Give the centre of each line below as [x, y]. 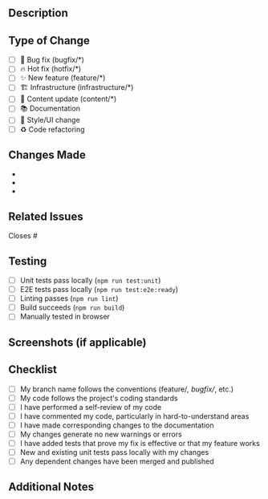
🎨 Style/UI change [50, 120]
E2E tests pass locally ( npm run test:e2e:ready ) [99, 290]
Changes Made [47, 154]
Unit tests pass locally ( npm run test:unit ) [90, 281]
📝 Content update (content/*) [68, 99]
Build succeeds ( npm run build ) [72, 307]
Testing [28, 261]
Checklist [33, 369]
